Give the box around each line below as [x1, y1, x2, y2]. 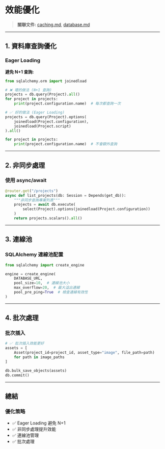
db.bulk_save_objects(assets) [5, 368, 67, 373]
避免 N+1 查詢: [5, 69, 34, 75]
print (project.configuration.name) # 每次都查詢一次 [14, 101, 121, 106]
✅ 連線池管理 [12, 432, 39, 438]
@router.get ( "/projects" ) [5, 188, 58, 193]
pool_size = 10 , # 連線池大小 [14, 281, 70, 286]
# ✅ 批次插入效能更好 [5, 341, 44, 346]
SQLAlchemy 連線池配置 [5, 251, 64, 258]
